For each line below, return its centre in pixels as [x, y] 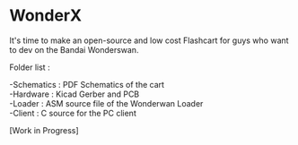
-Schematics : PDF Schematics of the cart [87, 84]
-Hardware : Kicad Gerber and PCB [74, 94]
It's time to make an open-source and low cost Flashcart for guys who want [149, 40]
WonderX [46, 16]
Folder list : [30, 67]
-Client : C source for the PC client [73, 113]
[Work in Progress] [44, 130]
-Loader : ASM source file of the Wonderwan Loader [106, 103]
